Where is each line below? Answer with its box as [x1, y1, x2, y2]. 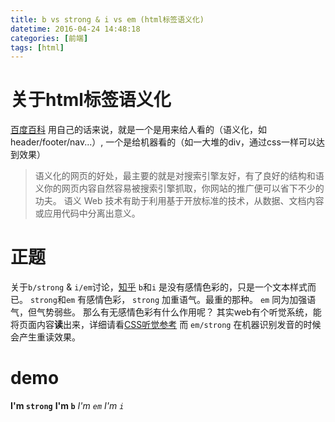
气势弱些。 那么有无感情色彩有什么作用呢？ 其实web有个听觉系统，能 [36, 306, 322, 318]
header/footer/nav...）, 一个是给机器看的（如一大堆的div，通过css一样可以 [10, 136, 317, 148]
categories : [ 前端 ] [10, 33, 89, 43]
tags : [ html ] [10, 42, 65, 53]
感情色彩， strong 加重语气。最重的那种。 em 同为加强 [86, 294, 308, 306]
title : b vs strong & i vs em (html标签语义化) [10, 14, 205, 25]
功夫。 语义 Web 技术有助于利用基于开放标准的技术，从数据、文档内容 [34, 195, 325, 207]
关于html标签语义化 [10, 89, 172, 111]
